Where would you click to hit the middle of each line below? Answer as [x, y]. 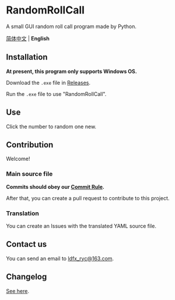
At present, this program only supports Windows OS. [71, 71]
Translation [22, 213]
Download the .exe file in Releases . [48, 82]
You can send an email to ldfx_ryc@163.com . [60, 258]
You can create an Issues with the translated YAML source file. [81, 226]
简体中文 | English [28, 38]
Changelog [27, 277]
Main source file [29, 174]
